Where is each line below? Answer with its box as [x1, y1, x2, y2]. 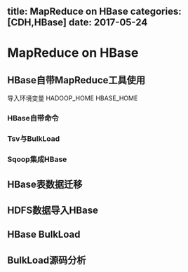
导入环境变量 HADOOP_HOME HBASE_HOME [7, 94, 138, 102]
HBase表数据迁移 [7, 178, 83, 190]
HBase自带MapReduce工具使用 [7, 74, 146, 86]
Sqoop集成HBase [7, 154, 67, 164]
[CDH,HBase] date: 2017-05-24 [7, 17, 148, 29]
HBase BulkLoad [7, 229, 81, 240]
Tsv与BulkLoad [7, 134, 60, 144]
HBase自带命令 [7, 114, 59, 123]
